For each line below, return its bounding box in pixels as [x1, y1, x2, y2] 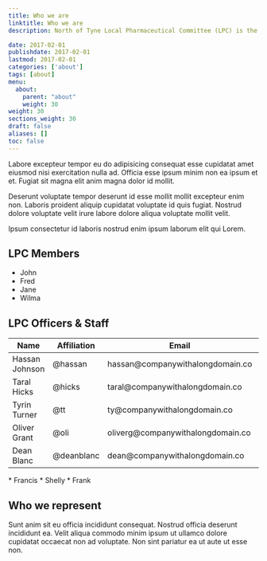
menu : [8, 77, 26, 86]
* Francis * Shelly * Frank [8, 476, 91, 485]
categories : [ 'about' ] [8, 63, 83, 72]
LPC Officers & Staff [8, 316, 110, 330]
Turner [12, 410, 37, 421]
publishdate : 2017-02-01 [8, 49, 91, 57]
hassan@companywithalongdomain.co [106, 359, 253, 370]
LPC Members [8, 247, 80, 261]
